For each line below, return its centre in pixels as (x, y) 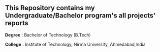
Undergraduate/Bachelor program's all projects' (80, 16)
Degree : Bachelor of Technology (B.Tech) (48, 35)
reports (17, 23)
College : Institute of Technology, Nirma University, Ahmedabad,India (76, 44)
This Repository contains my (50, 8)
